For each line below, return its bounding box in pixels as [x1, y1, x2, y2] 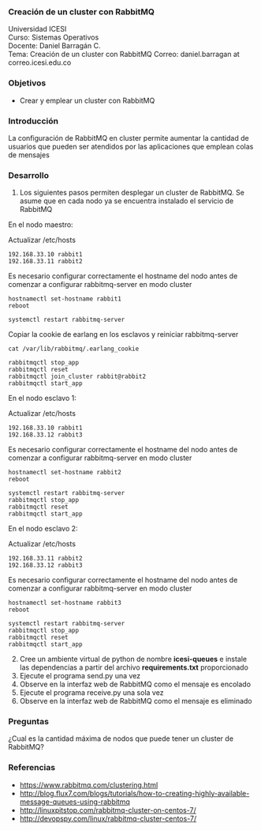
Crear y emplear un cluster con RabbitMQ [19, 96, 155, 105]
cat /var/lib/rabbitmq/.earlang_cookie [8, 345, 140, 353]
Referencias [8, 762, 56, 773]
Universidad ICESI [8, 25, 67, 34]
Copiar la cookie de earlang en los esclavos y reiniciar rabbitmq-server [8, 330, 239, 339]
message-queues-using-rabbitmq [19, 797, 130, 806]
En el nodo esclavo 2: [8, 524, 78, 534]
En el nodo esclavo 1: [8, 394, 76, 403]
